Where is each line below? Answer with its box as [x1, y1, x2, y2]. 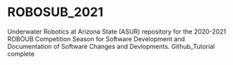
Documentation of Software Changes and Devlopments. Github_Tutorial [7, 42, 215, 50]
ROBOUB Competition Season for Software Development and [7, 34, 186, 43]
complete [7, 50, 35, 58]
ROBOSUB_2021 [7, 4, 104, 20]
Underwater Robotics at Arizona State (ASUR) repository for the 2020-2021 [7, 27, 227, 36]
